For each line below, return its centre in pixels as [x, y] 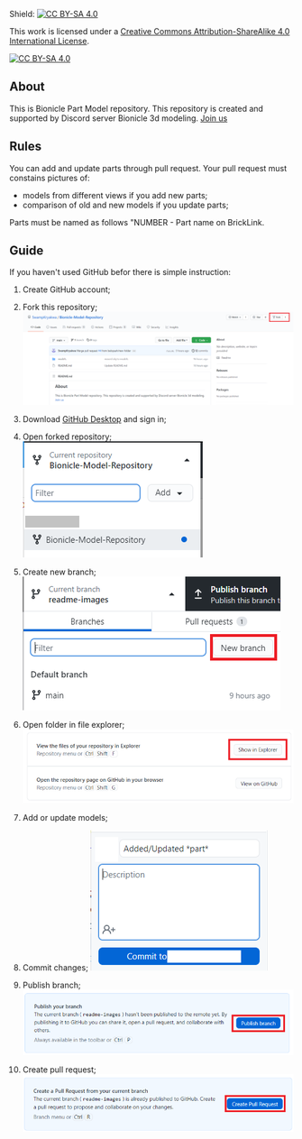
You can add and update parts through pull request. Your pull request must [148, 168]
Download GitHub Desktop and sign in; [94, 419]
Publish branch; [51, 985]
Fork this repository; [59, 308]
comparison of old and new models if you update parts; [125, 205]
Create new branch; [59, 572]
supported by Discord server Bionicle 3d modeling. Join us [119, 118]
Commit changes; [55, 967]
